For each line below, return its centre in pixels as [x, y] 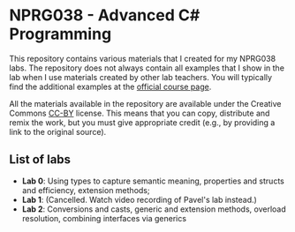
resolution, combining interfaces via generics [104, 218]
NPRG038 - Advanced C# [105, 15]
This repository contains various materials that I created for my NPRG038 [143, 58]
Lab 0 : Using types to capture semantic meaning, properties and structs [153, 181]
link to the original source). [58, 131]
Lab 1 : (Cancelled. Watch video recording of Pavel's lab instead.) [140, 199]
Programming [61, 34]
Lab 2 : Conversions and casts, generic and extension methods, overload [154, 209]
